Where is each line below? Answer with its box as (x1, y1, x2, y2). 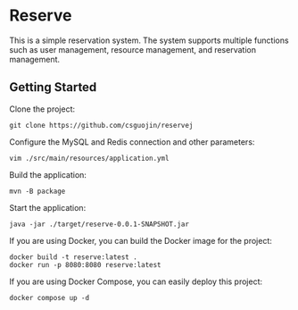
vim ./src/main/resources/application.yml (9, 154, 170, 163)
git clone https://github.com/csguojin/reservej (9, 121, 194, 130)
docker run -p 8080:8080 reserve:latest (9, 260, 162, 269)
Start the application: (9, 202, 87, 213)
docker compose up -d (9, 293, 90, 302)
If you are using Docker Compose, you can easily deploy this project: (9, 276, 263, 287)
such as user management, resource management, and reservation (9, 44, 257, 54)
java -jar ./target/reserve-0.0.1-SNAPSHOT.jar (9, 220, 190, 229)
